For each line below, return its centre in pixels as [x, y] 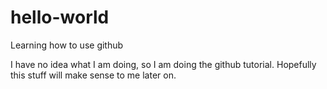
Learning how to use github [67, 45]
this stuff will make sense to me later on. [93, 75]
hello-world [60, 17]
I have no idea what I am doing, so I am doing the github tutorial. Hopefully [163, 64]
